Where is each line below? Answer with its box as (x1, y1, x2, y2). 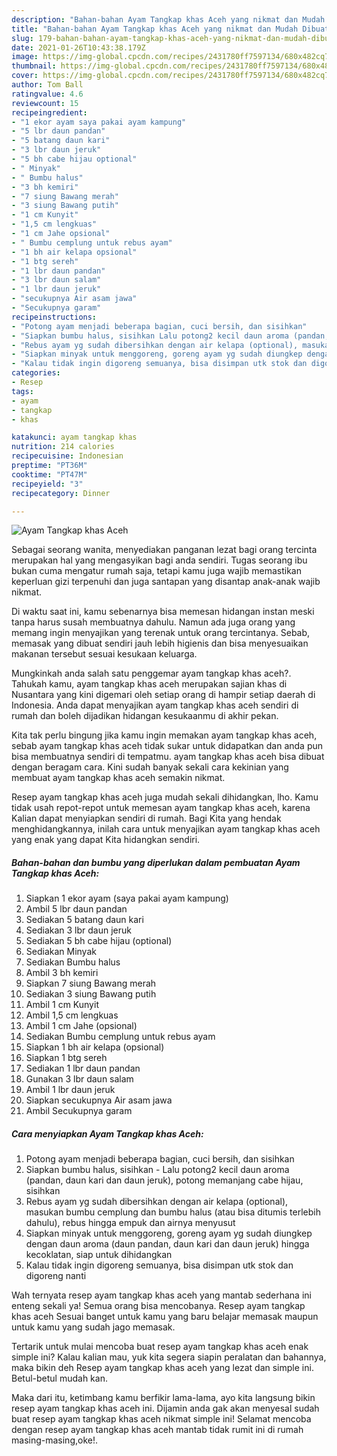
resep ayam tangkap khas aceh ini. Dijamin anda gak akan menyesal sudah (11, 1402, 320, 1415)
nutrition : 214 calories (11, 442, 115, 452)
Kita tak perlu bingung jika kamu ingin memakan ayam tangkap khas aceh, (11, 729, 318, 741)
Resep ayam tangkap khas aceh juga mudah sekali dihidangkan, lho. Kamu (11, 791, 319, 803)
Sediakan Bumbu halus (25, 956, 121, 968)
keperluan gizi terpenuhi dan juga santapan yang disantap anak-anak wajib (11, 576, 321, 588)
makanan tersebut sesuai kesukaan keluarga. (11, 648, 198, 660)
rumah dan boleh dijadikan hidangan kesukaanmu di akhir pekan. (11, 710, 279, 722)
